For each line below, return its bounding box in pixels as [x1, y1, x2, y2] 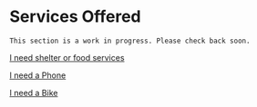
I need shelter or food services [9, 52, 125, 63]
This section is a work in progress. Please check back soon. [9, 36, 251, 45]
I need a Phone [9, 70, 67, 81]
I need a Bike [9, 87, 58, 98]
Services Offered [9, 6, 141, 27]
